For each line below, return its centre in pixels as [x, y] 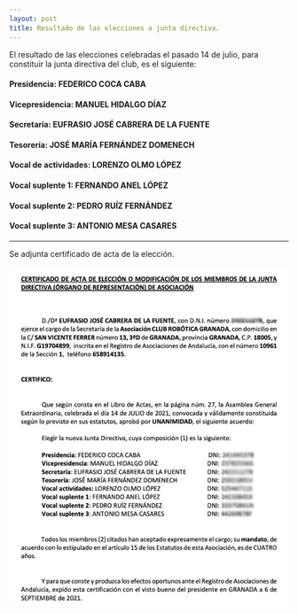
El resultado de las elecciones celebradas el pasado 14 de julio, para [134, 54]
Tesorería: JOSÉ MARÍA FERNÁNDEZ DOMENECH [102, 144]
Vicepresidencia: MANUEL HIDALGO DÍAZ [88, 104]
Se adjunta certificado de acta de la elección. [92, 253]
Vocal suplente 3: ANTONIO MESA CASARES [93, 226]
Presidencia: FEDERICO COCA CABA [78, 84]
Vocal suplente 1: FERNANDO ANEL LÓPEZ [89, 185]
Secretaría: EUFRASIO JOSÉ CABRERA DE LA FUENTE [110, 125]
